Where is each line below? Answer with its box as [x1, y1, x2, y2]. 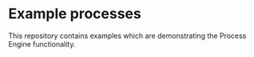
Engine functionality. [8, 39, 76, 48]
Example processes [8, 5, 141, 23]
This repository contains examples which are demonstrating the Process [8, 31, 247, 40]
